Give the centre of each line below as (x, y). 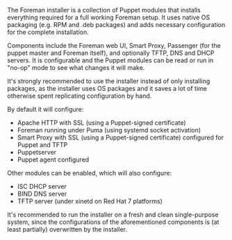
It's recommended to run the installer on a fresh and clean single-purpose (113, 215)
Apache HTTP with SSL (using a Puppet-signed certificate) (101, 123)
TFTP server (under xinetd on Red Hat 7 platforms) (90, 201)
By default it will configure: (45, 109)
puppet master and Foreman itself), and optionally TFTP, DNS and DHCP (111, 53)
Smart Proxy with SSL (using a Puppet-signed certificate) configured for (121, 137)
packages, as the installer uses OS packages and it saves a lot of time (107, 88)
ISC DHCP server (42, 186)
